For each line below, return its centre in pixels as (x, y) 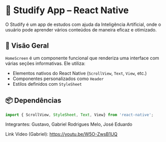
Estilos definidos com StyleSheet (47, 84)
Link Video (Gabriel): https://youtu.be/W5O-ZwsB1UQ (62, 134)
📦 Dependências (33, 101)
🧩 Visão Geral (27, 46)
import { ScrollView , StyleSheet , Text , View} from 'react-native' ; (79, 115)
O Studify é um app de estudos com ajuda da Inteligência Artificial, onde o (83, 24)
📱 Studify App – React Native (67, 10)
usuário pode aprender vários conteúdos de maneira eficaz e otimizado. (81, 29)
